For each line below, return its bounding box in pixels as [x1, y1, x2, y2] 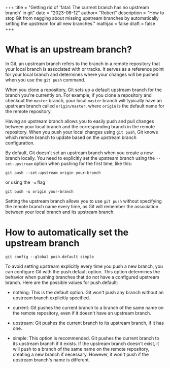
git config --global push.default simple [5, 254, 94, 259]
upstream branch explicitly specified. [12, 295, 90, 301]
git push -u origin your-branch [5, 189, 74, 194]
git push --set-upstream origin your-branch [5, 170, 101, 175]
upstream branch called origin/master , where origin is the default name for [5, 103, 165, 109]
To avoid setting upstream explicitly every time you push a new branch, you [5, 263, 163, 269]
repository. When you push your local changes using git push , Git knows [5, 129, 158, 135]
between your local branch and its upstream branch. [5, 209, 115, 215]
